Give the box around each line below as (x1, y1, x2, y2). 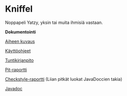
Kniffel (5, 3, 33, 15)
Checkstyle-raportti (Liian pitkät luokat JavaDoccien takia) (5, 76, 123, 82)
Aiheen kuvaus (5, 38, 35, 44)
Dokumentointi (5, 29, 36, 35)
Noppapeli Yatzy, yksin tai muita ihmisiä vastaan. (5, 19, 103, 25)
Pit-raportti (5, 67, 27, 73)
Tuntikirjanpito (5, 57, 34, 63)
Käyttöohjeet (5, 48, 31, 54)
